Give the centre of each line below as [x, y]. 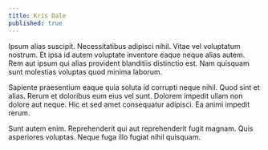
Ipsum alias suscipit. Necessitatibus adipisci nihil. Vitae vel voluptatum [124, 46]
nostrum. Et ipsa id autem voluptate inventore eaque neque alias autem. [127, 55]
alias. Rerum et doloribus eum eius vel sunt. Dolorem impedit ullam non [126, 95]
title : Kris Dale [37, 16]
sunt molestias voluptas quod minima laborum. [85, 71]
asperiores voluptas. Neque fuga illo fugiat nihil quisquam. [104, 136]
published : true [35, 23]
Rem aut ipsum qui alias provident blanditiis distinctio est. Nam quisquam [129, 63]
